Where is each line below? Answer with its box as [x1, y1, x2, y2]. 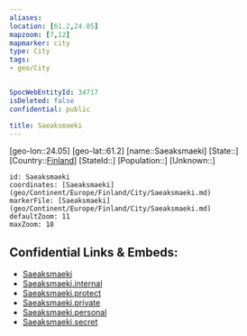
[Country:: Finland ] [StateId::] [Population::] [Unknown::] [9, 155, 216, 166]
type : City [9, 47, 50, 56]
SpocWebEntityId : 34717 [9, 88, 99, 97]
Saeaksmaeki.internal [22, 278, 103, 289]
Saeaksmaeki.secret [22, 317, 98, 328]
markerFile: [9, 196, 54, 206]
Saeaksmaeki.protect [22, 288, 102, 299]
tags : [9, 55, 30, 64]
